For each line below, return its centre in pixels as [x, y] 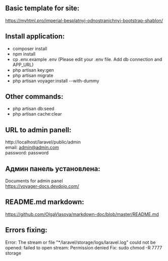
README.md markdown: [45, 202]
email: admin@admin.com [32, 147]
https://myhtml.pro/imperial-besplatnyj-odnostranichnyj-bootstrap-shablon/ [84, 20]
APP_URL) [23, 65]
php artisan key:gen [33, 70]
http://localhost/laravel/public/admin [43, 142]
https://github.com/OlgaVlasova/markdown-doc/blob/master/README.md [82, 214]
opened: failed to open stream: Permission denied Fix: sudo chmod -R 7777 [84, 247]
